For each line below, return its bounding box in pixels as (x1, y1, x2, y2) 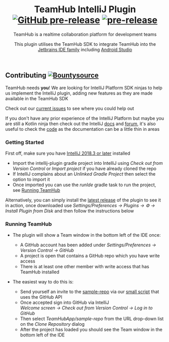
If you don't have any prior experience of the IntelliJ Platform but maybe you (5, 115, 164, 121)
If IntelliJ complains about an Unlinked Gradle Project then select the (12, 171, 156, 177)
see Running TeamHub (12, 187, 61, 193)
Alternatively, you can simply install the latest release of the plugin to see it (5, 197, 161, 203)
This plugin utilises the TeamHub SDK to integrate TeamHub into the (14, 41, 156, 47)
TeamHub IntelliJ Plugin (34, 4, 136, 15)
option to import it (12, 177, 50, 183)
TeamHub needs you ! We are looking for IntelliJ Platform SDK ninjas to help (5, 84, 163, 91)
